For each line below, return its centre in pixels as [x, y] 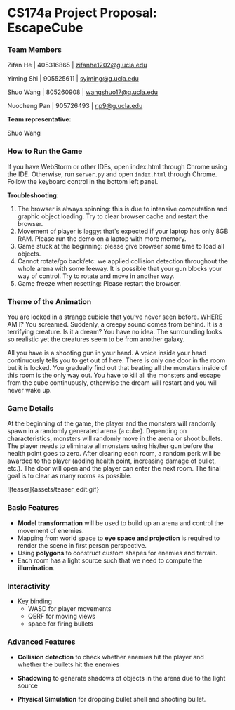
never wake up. [29, 390]
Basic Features [33, 508]
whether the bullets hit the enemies [68, 664]
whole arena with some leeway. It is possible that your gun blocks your [120, 268]
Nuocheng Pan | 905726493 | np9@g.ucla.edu [75, 106]
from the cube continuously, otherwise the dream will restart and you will [113, 383]
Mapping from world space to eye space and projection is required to [119, 538]
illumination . [36, 567]
